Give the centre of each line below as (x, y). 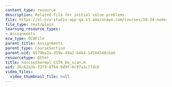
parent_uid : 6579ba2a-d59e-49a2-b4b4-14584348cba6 (60, 53)
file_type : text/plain (29, 24)
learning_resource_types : (33, 29)
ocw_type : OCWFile (25, 39)
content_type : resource (31, 10)
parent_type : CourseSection (35, 48)
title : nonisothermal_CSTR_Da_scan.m (46, 62)
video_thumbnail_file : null (40, 77)
